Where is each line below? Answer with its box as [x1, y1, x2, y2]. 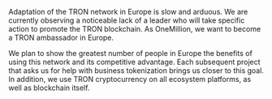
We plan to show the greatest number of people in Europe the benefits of [8, 49, 253, 58]
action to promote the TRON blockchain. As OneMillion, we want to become [8, 24, 261, 33]
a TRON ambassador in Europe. [8, 32, 114, 42]
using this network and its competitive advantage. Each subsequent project [8, 57, 261, 67]
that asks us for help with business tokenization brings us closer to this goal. [8, 66, 264, 75]
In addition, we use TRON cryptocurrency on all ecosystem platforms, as [8, 75, 252, 84]
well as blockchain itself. [8, 83, 90, 93]
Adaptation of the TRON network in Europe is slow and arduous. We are [8, 7, 248, 16]
